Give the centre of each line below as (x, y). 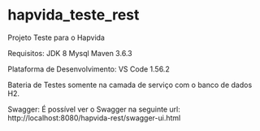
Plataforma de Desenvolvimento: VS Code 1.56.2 (89, 69)
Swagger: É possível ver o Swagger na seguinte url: (94, 109)
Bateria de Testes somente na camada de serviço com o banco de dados (130, 85)
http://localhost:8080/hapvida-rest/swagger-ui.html (94, 118)
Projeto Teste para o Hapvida (56, 37)
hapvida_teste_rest (74, 15)
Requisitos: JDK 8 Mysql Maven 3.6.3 (70, 53)
